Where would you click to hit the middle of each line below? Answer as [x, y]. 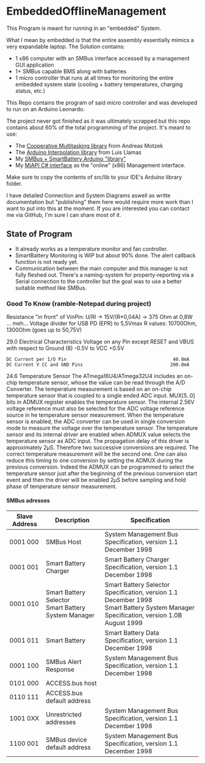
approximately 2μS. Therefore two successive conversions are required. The [103, 448]
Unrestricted [64, 715]
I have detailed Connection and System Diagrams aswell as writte [88, 195]
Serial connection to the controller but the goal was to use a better [98, 281]
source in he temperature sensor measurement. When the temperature [95, 415]
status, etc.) [30, 90]
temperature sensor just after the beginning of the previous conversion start [102, 473]
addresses [61, 722]
